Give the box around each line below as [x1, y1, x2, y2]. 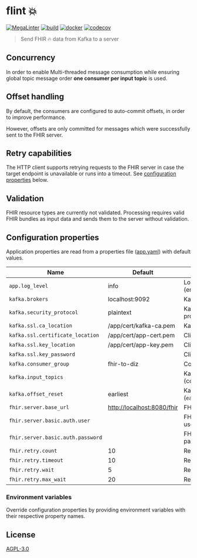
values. [6, 254, 23, 261]
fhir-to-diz [107, 360, 139, 368]
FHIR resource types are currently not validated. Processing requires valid [6, 209, 185, 216]
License [6, 530, 36, 540]
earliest [107, 390, 129, 398]
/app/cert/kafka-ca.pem [107, 322, 176, 330]
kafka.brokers [9, 296, 49, 303]
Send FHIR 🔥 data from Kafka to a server [20, 35, 119, 42]
